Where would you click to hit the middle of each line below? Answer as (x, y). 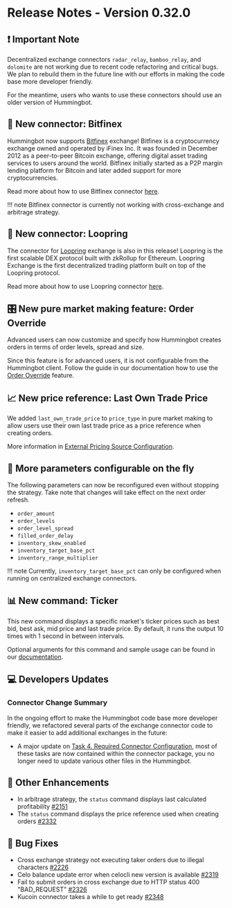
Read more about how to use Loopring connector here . (86, 286)
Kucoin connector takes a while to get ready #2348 (90, 897)
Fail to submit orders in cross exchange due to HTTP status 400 (108, 882)
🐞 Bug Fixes (33, 843)
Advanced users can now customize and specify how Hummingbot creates (114, 340)
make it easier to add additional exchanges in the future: (87, 732)
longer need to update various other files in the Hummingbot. (104, 761)
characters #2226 (43, 867)
